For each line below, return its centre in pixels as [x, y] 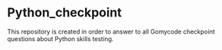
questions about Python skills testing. [61, 38]
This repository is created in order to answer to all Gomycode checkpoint [111, 32]
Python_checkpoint [65, 13]
